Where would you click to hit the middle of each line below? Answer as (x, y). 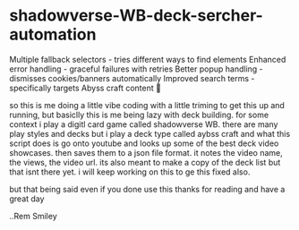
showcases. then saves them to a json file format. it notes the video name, (146, 152)
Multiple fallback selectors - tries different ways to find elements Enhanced (148, 59)
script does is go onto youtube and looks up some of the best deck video (144, 143)
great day (27, 199)
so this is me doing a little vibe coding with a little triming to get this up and (147, 105)
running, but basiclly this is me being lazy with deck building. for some (139, 115)
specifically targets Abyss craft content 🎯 (85, 88)
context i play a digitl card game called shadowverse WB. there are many (144, 124)
